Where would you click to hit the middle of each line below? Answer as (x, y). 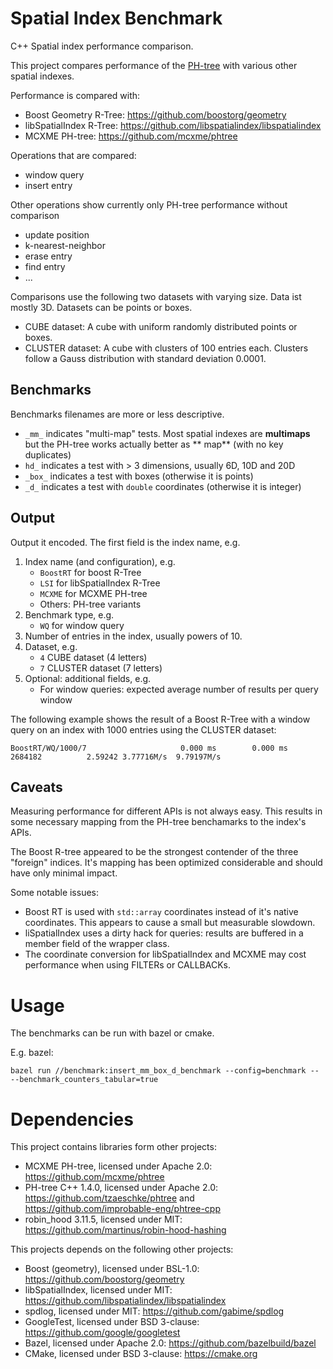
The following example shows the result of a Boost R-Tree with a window (160, 719)
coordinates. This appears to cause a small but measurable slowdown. (170, 923)
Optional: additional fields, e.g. (88, 678)
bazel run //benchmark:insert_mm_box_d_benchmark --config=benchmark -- (165, 1071)
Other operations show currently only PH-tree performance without (149, 204)
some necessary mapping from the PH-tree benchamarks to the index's (158, 822)
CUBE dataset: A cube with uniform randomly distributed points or (161, 326)
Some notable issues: (55, 893)
